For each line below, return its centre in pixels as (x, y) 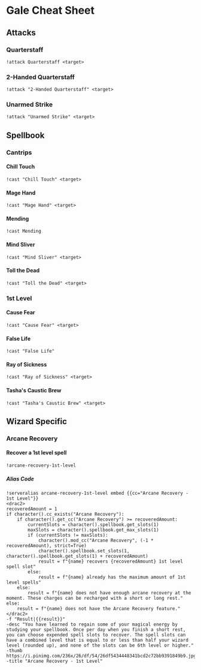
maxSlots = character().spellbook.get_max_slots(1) (94, 530)
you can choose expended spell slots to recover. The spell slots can (96, 635)
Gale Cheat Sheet (50, 10)
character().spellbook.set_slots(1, (84, 551)
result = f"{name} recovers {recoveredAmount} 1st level (111, 561)
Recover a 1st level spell (36, 453)
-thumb (14, 651)
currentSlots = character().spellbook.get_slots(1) (94, 525)
